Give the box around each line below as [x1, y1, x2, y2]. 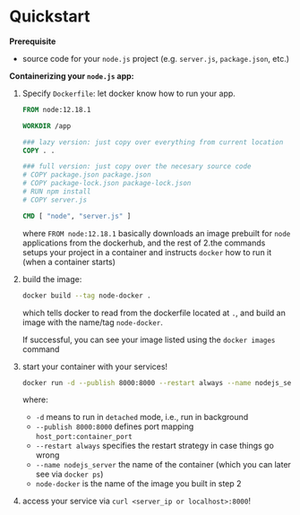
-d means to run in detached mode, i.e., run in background [35, 412, 249, 423]
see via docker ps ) [35, 468, 104, 480]
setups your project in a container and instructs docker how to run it [21, 246, 272, 257]
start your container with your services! [21, 361, 168, 372]
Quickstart [9, 6, 91, 27]
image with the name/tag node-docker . [21, 316, 164, 328]
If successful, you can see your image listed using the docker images [21, 334, 276, 345]
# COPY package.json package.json [21, 170, 151, 180]
